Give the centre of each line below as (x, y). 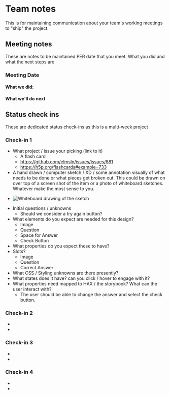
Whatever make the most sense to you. (54, 189)
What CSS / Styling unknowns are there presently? (65, 273)
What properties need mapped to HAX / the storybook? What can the (85, 283)
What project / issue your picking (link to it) (58, 151)
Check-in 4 (19, 372)
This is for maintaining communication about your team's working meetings (84, 23)
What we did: (20, 87)
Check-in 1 (19, 140)
